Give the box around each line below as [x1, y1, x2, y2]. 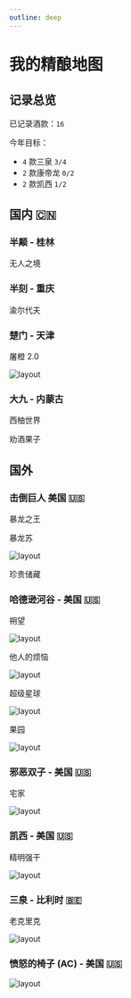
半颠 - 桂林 [9, 236, 55, 248]
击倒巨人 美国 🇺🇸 [9, 491, 85, 504]
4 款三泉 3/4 [21, 155, 67, 166]
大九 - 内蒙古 [9, 392, 64, 405]
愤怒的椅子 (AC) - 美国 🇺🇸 [9, 958, 123, 969]
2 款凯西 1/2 [21, 178, 67, 189]
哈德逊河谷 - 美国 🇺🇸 [9, 593, 101, 606]
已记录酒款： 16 [9, 118, 65, 129]
